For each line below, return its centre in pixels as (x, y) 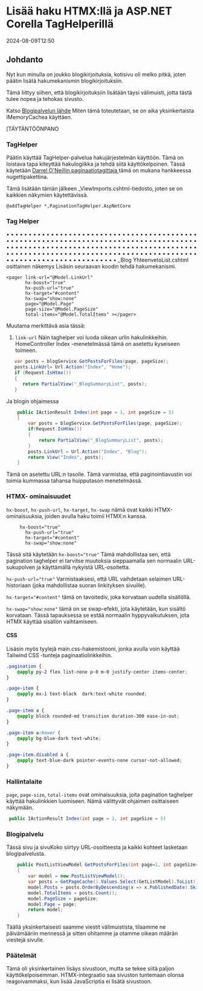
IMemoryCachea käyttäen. (39, 117)
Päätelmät (21, 955)
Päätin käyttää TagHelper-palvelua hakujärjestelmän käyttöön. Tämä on (95, 158)
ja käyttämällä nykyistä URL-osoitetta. (83, 567)
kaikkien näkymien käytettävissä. (47, 195)
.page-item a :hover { (34, 733)
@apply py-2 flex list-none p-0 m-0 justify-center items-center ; (102, 672)
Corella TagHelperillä (60, 24)
